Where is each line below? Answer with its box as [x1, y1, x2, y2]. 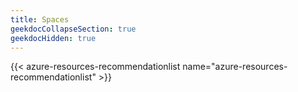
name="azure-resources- [182, 61, 288, 73]
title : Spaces [10, 14, 70, 25]
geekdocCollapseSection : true [10, 24, 137, 34]
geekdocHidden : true [10, 33, 97, 43]
